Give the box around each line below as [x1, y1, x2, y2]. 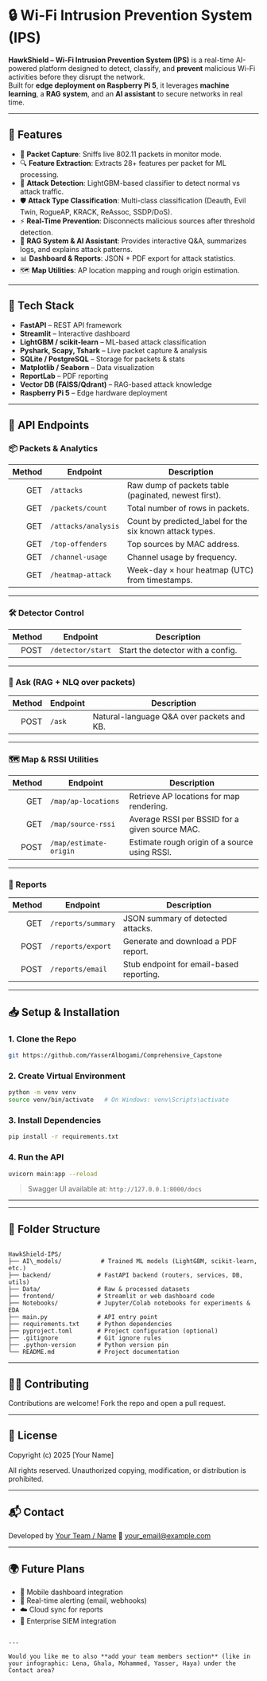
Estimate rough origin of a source [129, 837, 253, 848]
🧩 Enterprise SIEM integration [19, 1616, 117, 1626]
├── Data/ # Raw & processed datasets [8, 1285, 191, 1293]
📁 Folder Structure [8, 1222, 101, 1236]
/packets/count [50, 504, 107, 513]
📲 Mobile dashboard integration [19, 1588, 123, 1597]
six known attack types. [126, 526, 216, 537]
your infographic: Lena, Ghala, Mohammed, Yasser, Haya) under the [8, 1659, 237, 1667]
